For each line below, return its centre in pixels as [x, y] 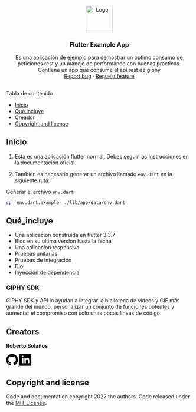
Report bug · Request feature [99, 76]
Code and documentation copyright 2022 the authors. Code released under [98, 397]
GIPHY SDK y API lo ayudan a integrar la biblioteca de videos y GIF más [93, 301]
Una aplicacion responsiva [47, 248]
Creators [23, 332]
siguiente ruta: [32, 180]
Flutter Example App [99, 44]
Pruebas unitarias [36, 254]
